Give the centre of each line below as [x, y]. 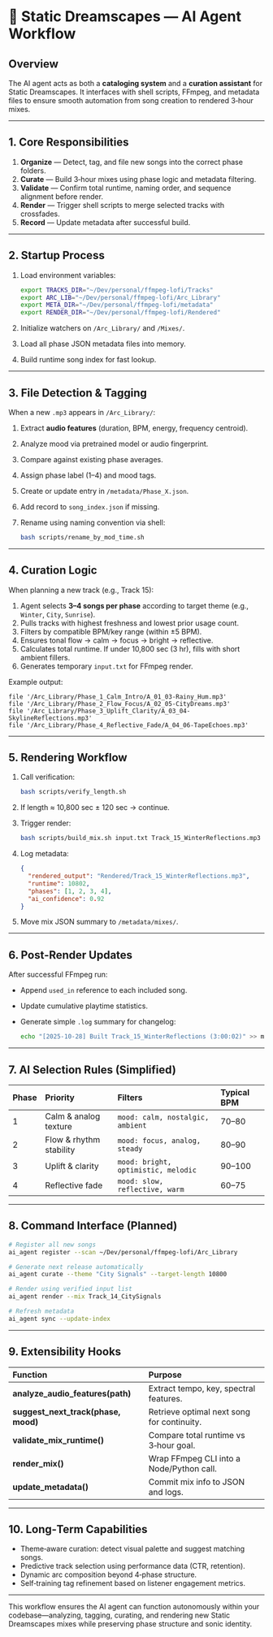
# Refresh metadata [41, 1311]
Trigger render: [45, 823]
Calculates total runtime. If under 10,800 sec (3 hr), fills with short [130, 648]
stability [60, 1150]
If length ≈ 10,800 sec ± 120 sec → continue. [95, 808]
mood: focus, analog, [159, 1140]
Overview [34, 64]
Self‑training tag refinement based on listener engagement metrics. [133, 1583]
